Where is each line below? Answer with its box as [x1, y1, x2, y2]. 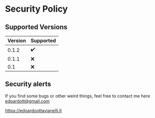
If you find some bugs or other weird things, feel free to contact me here [5, 93, 150, 98]
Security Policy [5, 3, 68, 15]
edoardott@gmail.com [5, 98, 50, 104]
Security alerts [5, 80, 51, 88]
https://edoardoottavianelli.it [5, 107, 62, 113]
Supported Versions [5, 23, 67, 31]
